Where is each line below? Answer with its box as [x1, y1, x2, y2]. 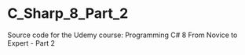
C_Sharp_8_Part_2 [7, 5, 129, 22]
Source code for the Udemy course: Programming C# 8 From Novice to [7, 30, 238, 40]
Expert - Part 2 [7, 38, 56, 47]
